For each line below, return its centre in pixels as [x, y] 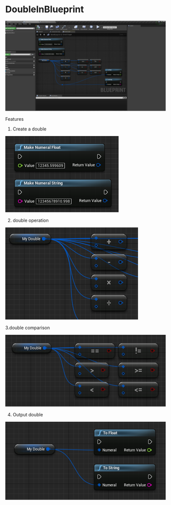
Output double [28, 415]
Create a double [30, 129]
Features [15, 119]
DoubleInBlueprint [45, 9]
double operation [31, 221]
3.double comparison [27, 328]
